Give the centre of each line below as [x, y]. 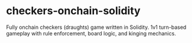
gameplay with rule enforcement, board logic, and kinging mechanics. [91, 33]
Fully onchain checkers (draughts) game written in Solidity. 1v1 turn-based [96, 27]
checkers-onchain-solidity [73, 11]
